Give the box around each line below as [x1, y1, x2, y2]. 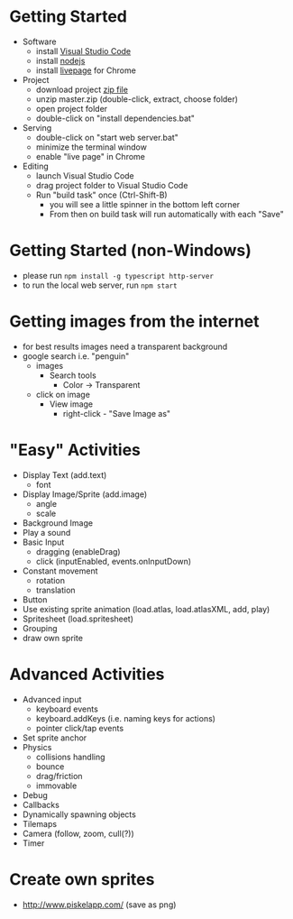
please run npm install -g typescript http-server [22, 270, 215, 280]
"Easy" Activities [9, 440, 142, 460]
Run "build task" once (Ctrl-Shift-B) [35, 189, 169, 200]
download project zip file [35, 84, 129, 95]
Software [22, 36, 57, 47]
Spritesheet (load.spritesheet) [22, 613, 133, 624]
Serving [22, 122, 52, 133]
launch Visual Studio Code [35, 170, 135, 181]
